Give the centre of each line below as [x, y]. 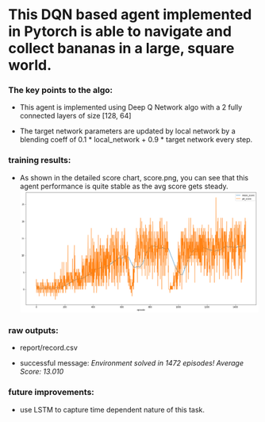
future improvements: [52, 393]
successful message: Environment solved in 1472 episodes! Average [132, 363]
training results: [40, 161]
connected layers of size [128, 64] [75, 116]
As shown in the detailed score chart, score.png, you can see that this [134, 177]
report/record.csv [48, 348]
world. [30, 66]
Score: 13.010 [42, 372]
